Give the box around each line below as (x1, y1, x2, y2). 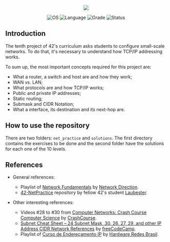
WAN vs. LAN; (12, 79, 43, 85)
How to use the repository (5, 121, 90, 130)
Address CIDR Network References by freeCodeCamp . (20, 226, 136, 232)
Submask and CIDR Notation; (12, 100, 74, 107)
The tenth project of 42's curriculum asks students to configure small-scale (5, 43, 165, 49)
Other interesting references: (12, 199, 74, 206)
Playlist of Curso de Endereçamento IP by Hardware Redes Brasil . (20, 231, 159, 237)
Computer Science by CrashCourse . (20, 215, 97, 221)
